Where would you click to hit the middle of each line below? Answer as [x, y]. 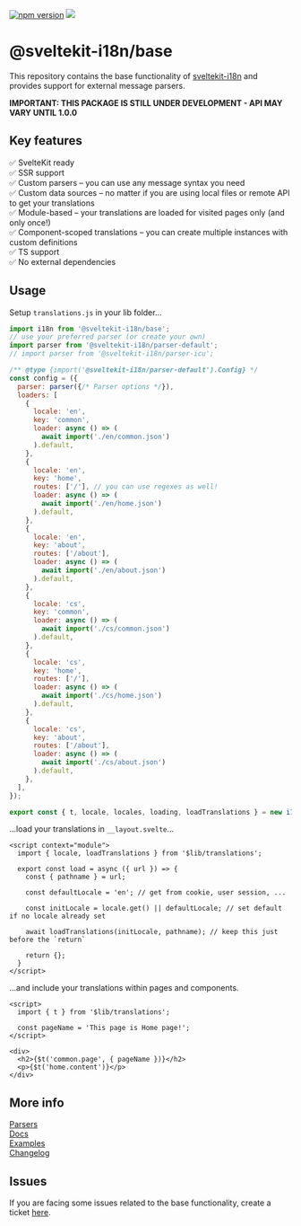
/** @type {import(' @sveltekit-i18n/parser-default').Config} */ [133, 370]
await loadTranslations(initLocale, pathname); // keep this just [152, 932]
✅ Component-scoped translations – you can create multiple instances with [149, 232]
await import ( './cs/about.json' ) [104, 763]
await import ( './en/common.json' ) [106, 437]
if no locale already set [57, 916]
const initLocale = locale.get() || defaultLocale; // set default [154, 908]
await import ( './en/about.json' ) [104, 570]
